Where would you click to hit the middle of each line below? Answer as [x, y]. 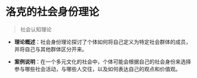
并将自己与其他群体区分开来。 [50, 49]
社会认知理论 [36, 29]
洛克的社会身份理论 [53, 12]
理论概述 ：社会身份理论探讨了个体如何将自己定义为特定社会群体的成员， [102, 42]
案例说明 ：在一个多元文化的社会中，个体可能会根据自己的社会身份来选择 [102, 62]
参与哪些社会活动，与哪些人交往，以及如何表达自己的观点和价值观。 [97, 69]
